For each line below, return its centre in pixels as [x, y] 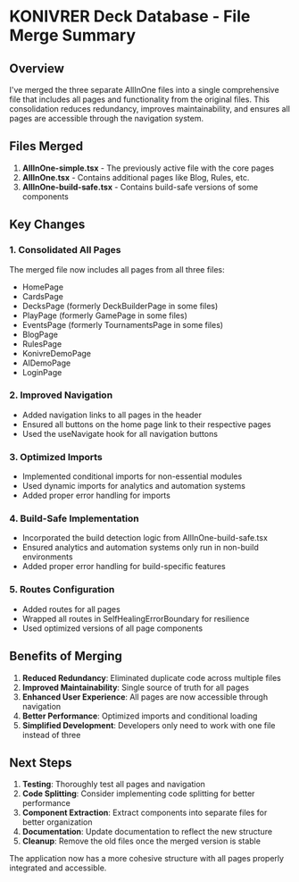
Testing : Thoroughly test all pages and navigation [113, 785]
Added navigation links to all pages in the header [112, 415]
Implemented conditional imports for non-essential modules [132, 476]
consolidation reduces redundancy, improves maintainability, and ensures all [149, 109]
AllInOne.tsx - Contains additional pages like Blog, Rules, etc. [136, 177]
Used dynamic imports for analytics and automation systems [133, 486]
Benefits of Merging [66, 656]
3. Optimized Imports [56, 457]
